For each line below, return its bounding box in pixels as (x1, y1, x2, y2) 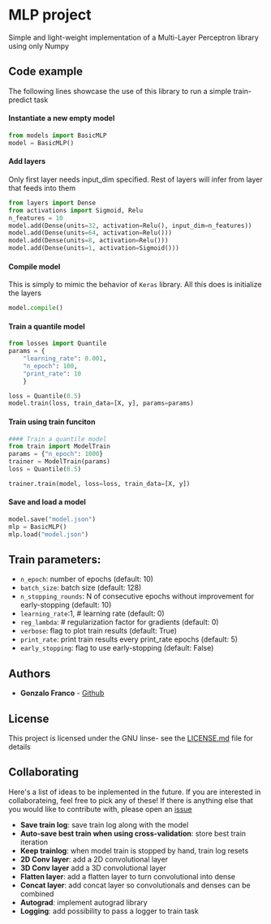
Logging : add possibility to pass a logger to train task (19, 906, 199, 916)
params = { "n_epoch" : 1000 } (8, 450, 104, 458)
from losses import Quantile (8, 339, 107, 348)
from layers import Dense (8, 199, 96, 207)
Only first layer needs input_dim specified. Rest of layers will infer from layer (8, 174, 263, 184)
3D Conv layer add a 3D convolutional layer (19, 862, 166, 873)
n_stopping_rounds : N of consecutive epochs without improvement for (19, 591, 255, 601)
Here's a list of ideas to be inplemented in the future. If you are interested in (8, 787, 261, 797)
